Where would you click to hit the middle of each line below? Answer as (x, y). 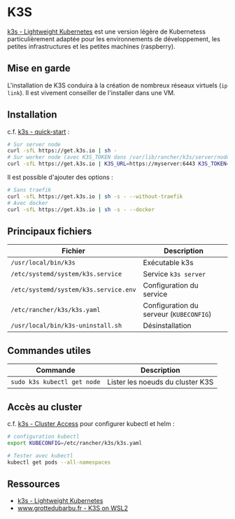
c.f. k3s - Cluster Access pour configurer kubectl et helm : (91, 424)
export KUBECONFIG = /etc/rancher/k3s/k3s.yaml (74, 443)
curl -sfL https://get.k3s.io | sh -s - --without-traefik (95, 197)
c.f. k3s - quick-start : (38, 131)
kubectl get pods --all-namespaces (59, 462)
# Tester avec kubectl (40, 455)
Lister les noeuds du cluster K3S (161, 382)
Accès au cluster (45, 407)
